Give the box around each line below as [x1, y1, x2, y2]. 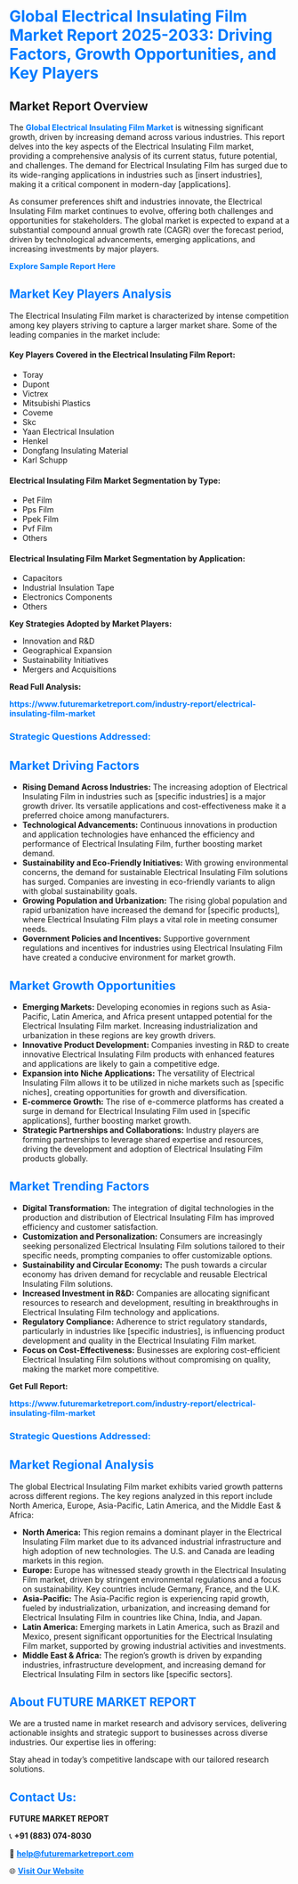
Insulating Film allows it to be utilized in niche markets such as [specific [21, 1077, 285, 1088]
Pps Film [21, 504, 54, 515]
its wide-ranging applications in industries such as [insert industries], [9, 169, 262, 180]
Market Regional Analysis [9, 1457, 155, 1472]
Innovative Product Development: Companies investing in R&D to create [21, 1039, 290, 1050]
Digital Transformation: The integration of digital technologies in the [21, 1202, 274, 1213]
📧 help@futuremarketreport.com [9, 1848, 134, 1859]
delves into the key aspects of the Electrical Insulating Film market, [9, 141, 254, 152]
